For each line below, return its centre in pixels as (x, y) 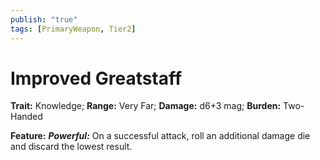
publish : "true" (44, 19)
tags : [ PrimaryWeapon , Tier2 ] (73, 29)
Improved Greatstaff (96, 78)
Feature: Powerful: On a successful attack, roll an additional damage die (160, 136)
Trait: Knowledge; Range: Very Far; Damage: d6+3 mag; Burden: (146, 106)
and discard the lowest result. (71, 147)
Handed (26, 117)
